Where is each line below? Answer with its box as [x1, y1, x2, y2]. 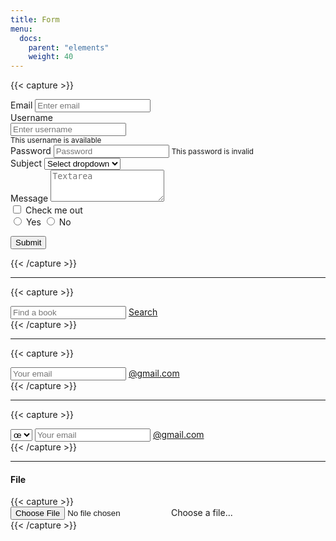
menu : [10, 24, 33, 34]
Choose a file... [170, 507, 233, 519]
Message [10, 192, 49, 205]
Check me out [24, 204, 83, 216]
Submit [15, 237, 42, 248]
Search [128, 306, 158, 318]
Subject [10, 157, 42, 170]
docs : [19, 33, 43, 43]
